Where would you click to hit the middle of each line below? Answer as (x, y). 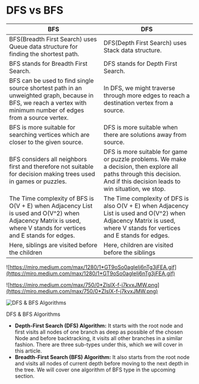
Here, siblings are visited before (53, 245)
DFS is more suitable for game (145, 152)
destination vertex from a (138, 103)
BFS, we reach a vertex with (48, 103)
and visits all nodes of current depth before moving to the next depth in (102, 363)
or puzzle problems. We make (145, 159)
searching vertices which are (49, 135)
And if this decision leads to (142, 181)
